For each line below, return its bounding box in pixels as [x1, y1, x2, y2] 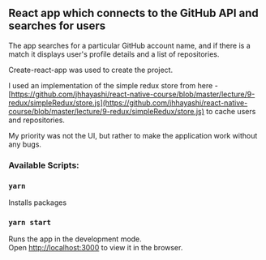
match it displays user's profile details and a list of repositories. [8, 49, 220, 59]
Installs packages [8, 198, 67, 207]
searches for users [8, 19, 106, 33]
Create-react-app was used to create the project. [8, 65, 173, 75]
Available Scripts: [8, 160, 79, 171]
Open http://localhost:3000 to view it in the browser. [8, 243, 183, 253]
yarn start [8, 218, 51, 227]
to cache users [205, 106, 256, 116]
